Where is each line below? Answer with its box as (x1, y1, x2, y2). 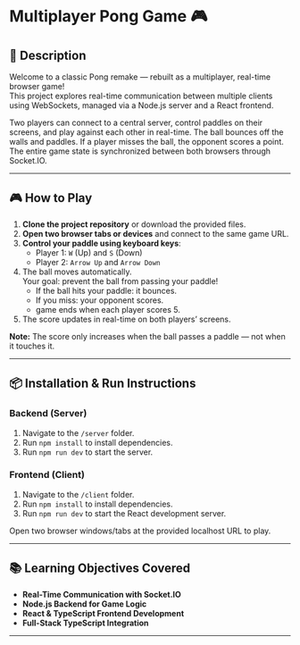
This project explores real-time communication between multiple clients (9, 90, 273, 101)
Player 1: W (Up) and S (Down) (35, 247, 143, 258)
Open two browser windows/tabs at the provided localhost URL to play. (9, 525, 271, 536)
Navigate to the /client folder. (21, 489, 135, 499)
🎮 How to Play (9, 190, 93, 205)
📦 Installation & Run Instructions (9, 376, 196, 391)
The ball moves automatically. (21, 266, 132, 277)
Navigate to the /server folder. (21, 427, 135, 438)
